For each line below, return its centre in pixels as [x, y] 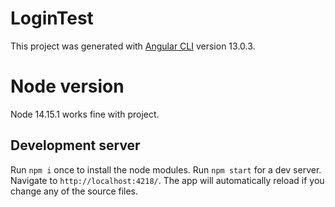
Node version [67, 86]
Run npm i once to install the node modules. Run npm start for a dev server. [166, 169]
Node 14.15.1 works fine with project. [85, 114]
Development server [75, 145]
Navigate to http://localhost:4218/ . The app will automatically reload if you [167, 180]
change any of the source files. [74, 191]
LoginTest [52, 18]
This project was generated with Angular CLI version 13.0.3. [133, 46]
